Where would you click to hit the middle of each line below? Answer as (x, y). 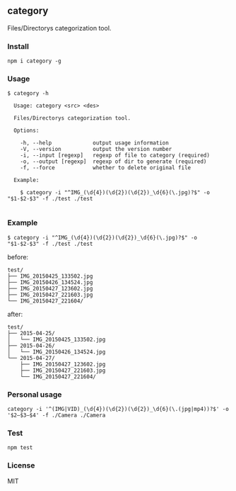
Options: (26, 131)
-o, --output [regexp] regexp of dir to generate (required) (113, 162)
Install (18, 46)
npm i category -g (34, 61)
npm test (20, 448)
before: (18, 256)
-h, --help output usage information (95, 143)
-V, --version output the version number (96, 149)
